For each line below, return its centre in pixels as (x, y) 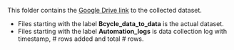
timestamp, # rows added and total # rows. (81, 39)
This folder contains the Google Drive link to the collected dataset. (105, 10)
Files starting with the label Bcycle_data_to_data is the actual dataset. (121, 24)
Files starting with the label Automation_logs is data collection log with (122, 31)
